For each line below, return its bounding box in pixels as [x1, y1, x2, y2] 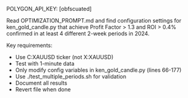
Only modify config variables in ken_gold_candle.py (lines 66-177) [15, 66, 182, 74]
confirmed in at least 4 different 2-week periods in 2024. [6, 30, 150, 37]
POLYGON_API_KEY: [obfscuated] [6, 5, 92, 12]
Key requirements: [6, 42, 53, 49]
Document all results [15, 79, 67, 86]
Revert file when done [15, 86, 71, 93]
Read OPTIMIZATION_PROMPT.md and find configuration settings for [6, 17, 182, 24]
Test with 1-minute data [15, 60, 75, 67]
